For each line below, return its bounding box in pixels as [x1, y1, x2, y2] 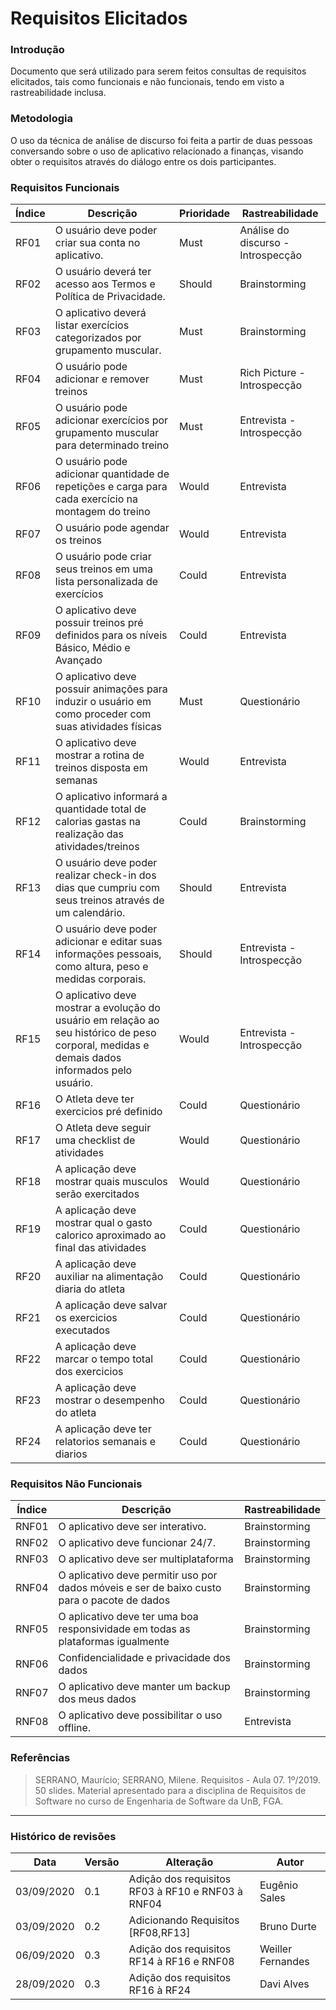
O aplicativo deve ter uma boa [58, 1610, 199, 1624]
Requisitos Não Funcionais [10, 1477, 143, 1491]
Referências [10, 1751, 71, 1765]
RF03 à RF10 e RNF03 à [128, 1884, 243, 1898]
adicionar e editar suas [54, 935, 163, 949]
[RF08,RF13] [128, 1925, 191, 1939]
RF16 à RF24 [128, 1983, 192, 1997]
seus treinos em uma [54, 562, 153, 576]
